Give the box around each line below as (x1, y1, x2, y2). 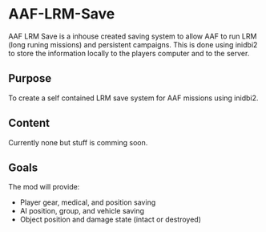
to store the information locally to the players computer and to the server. (8, 48, 250, 58)
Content (8, 116, 50, 130)
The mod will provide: (8, 182, 80, 192)
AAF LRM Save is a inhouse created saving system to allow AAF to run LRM (8, 31, 257, 41)
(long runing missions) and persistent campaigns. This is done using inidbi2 (8, 39, 258, 49)
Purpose (8, 71, 52, 85)
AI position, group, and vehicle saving (19, 206, 145, 216)
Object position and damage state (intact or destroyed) (19, 214, 202, 225)
